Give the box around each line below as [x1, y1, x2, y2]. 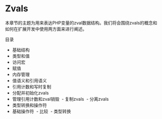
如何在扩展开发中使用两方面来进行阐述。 [5, 26, 87, 32]
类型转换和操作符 [12, 102, 47, 108]
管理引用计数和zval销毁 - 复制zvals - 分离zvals [12, 96, 109, 102]
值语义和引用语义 [12, 77, 47, 84]
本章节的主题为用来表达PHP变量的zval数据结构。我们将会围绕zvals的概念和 [5, 20, 158, 26]
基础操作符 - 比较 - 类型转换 [12, 108, 71, 114]
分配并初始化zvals [12, 89, 49, 96]
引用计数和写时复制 [12, 84, 52, 89]
